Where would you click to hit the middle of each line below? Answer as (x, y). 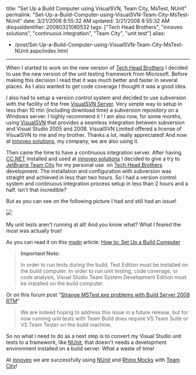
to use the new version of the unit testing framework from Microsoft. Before (97, 74)
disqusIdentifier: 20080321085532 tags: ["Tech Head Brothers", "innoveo (94, 27)
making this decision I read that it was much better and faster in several (92, 80)
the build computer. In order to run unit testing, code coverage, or (99, 271)
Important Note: (40, 253)
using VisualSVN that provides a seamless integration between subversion (95, 123)
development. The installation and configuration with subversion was (89, 171)
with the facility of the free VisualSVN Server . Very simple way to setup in (94, 104)
